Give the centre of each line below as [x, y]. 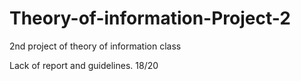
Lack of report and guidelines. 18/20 [84, 65]
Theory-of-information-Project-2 [150, 18]
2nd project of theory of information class [95, 46]
